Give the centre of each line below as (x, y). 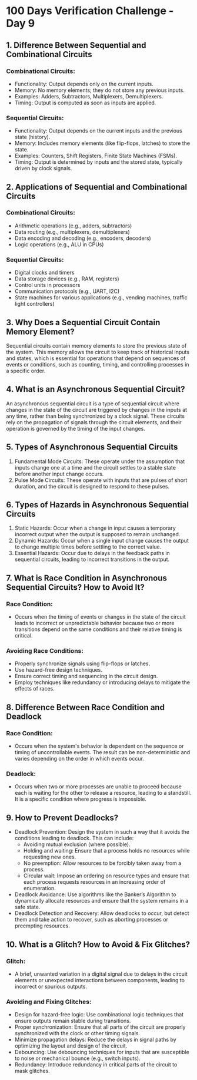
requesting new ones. (50, 857)
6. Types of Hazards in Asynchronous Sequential (98, 505)
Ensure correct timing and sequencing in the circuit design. (86, 676)
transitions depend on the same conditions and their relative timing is (98, 629)
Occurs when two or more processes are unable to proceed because (98, 787)
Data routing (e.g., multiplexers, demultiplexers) (72, 232)
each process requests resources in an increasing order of (94, 882)
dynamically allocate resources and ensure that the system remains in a (101, 901)
